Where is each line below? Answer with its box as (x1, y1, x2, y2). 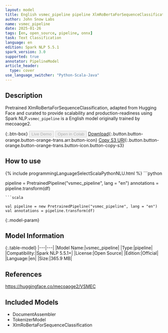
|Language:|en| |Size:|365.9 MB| (5, 256, 72, 262)
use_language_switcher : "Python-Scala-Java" (5, 73, 99, 78)
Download (87, 131, 109, 137)
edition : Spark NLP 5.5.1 (5, 45, 59, 50)
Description (5, 91, 42, 100)
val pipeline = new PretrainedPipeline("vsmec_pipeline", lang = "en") (5, 204, 157, 209)
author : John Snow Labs (5, 17, 55, 22)
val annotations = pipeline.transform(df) (5, 208, 95, 213)
